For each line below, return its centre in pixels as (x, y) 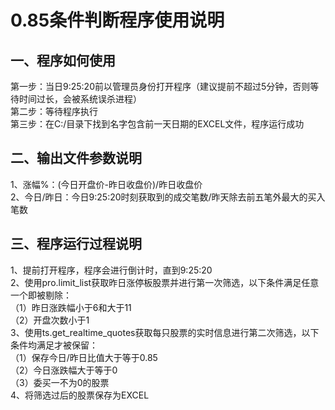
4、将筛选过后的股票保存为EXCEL (80, 395)
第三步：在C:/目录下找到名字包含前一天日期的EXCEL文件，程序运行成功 (157, 124)
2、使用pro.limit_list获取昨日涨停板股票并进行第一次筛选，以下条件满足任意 (165, 282)
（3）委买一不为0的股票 (60, 382)
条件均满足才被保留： (54, 345)
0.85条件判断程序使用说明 (117, 20)
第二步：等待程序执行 (54, 111)
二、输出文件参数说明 (76, 158)
